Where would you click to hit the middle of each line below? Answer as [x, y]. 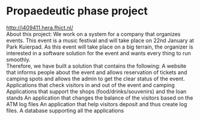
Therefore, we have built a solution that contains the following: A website [96, 66]
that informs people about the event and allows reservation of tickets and [97, 72]
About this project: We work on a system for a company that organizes [93, 34]
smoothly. [19, 59]
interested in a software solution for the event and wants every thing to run [98, 53]
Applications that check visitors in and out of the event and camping [91, 85]
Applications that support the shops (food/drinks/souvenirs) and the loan [96, 91]
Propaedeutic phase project [77, 11]
